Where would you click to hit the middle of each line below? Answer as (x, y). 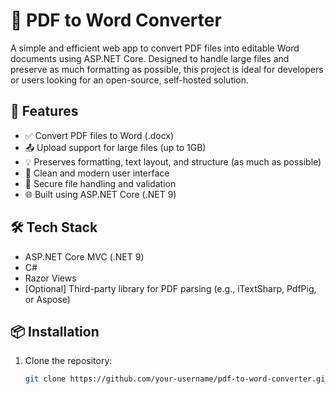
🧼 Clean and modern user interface (97, 173)
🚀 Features (44, 111)
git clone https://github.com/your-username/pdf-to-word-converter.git (177, 379)
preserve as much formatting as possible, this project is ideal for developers (167, 69)
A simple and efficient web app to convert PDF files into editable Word (155, 48)
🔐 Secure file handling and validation (100, 183)
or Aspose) (47, 299)
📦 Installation (55, 331)
